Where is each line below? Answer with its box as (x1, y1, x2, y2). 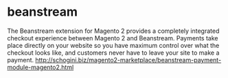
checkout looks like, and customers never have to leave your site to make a (7, 49, 220, 57)
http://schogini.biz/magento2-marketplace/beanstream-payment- (35, 55, 222, 64)
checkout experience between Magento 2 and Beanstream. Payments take (7, 34, 218, 42)
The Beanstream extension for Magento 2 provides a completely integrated (7, 27, 220, 35)
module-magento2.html (7, 63, 74, 71)
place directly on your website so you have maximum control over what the (7, 41, 220, 49)
